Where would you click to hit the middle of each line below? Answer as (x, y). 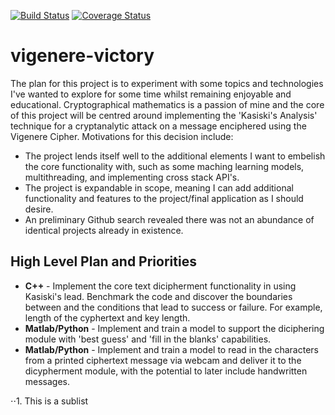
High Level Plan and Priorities (103, 261)
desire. (39, 209)
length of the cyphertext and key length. (107, 317)
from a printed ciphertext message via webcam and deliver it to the (163, 360)
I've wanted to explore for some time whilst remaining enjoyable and (151, 94)
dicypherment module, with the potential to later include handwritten (166, 371)
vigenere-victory (82, 56)
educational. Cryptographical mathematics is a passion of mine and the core (167, 104)
